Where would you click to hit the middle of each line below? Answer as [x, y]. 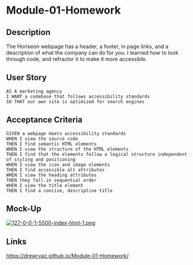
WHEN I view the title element [45, 185]
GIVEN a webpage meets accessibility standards [66, 133]
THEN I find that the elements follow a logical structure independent [96, 154]
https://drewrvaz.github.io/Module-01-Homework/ [67, 256]
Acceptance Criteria [44, 120]
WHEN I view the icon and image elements [58, 165]
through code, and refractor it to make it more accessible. [77, 59]
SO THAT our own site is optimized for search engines [75, 101]
